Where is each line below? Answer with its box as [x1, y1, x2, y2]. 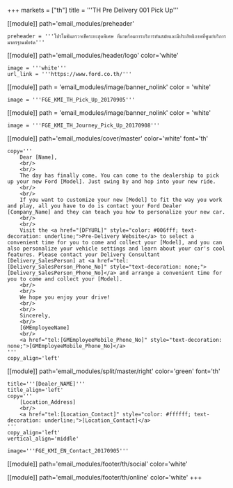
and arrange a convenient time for [119, 269, 223, 276]
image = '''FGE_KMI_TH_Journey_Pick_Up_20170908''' [7, 122, 160, 129]
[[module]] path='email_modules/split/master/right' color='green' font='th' [7, 367, 220, 375]
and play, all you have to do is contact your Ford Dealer [7, 203, 182, 210]
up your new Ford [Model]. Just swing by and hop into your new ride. [7, 178, 216, 185]
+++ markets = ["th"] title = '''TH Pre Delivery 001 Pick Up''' [7, 6, 179, 14]
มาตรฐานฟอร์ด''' [7, 39, 45, 46]
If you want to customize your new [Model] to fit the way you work [19, 196, 223, 203]
